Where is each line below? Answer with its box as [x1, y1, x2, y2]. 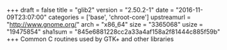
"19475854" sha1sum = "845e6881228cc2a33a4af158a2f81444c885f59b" [6, 27, 221, 36]
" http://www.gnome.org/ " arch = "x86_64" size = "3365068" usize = [6, 21, 203, 28]
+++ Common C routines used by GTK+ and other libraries [6, 35, 174, 43]
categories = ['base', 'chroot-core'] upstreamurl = [47, 13, 191, 21]
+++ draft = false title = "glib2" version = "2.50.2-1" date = [6, 6, 175, 14]
